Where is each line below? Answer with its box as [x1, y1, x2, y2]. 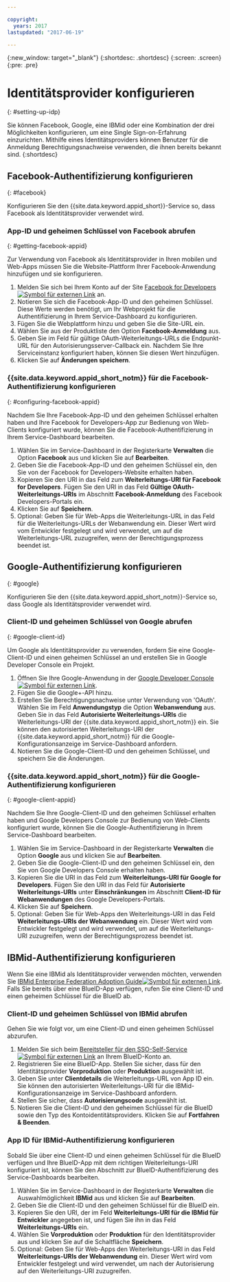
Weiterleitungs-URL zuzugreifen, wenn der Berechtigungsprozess [16, 533, 204, 542]
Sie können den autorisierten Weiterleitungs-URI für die [16, 1082, 174, 1090]
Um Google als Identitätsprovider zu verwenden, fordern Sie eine [7, 645, 191, 654]
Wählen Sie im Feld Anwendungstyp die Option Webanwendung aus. [16, 703, 216, 711]
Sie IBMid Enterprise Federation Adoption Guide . [7, 977, 222, 985]
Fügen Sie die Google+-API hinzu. [16, 688, 113, 696]
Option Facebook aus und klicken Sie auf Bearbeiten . [16, 453, 170, 461]
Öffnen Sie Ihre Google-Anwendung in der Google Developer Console [16, 674, 214, 682]
